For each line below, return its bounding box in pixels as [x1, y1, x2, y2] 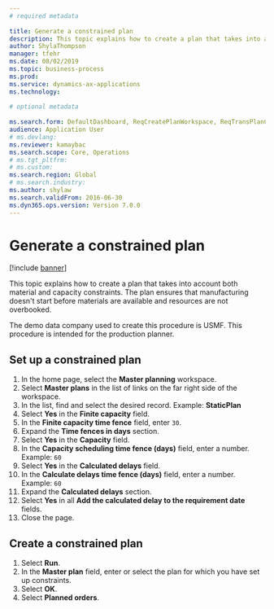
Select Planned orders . [20, 593, 100, 602]
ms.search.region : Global [9, 171, 97, 179]
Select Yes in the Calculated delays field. [20, 461, 161, 471]
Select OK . [20, 584, 58, 594]
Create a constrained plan [9, 537, 143, 550]
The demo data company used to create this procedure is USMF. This [9, 321, 242, 331]
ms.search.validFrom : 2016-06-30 [9, 193, 123, 202]
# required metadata [9, 11, 80, 20]
